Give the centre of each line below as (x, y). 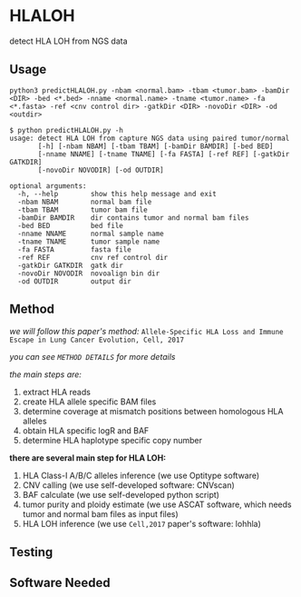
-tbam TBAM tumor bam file (83, 210)
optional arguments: (49, 186)
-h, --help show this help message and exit (117, 194)
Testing (31, 552)
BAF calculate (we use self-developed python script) (121, 494)
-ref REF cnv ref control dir (93, 257)
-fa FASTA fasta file (74, 249)
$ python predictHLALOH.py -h (67, 130)
